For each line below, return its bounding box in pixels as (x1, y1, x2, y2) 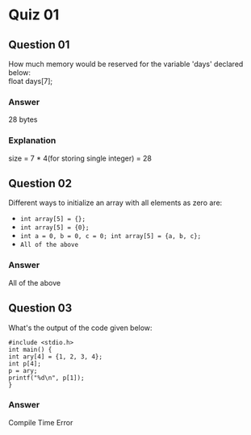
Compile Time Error (8, 417, 73, 427)
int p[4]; (8, 359, 42, 368)
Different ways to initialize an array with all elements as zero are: (8, 198, 223, 207)
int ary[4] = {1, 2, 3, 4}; (8, 353, 103, 361)
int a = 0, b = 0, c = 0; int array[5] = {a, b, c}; (19, 232, 202, 241)
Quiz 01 (8, 6, 60, 24)
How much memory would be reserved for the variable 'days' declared (8, 59, 244, 69)
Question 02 (8, 176, 73, 190)
